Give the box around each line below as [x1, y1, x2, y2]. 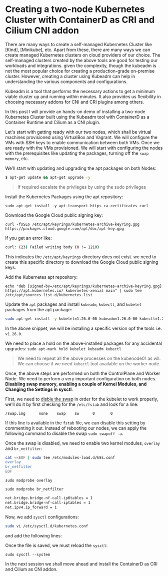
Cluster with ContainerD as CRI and [5, 14, 155, 26]
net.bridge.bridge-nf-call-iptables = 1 [5, 500, 91, 505]
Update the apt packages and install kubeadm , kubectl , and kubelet [5, 301, 142, 307]
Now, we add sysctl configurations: [5, 514, 79, 520]
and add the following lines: [5, 532, 62, 538]
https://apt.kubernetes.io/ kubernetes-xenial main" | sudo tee [5, 288, 142, 293]
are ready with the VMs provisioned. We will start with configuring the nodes [5, 145, 163, 151]
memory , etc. [5, 155, 29, 161]
